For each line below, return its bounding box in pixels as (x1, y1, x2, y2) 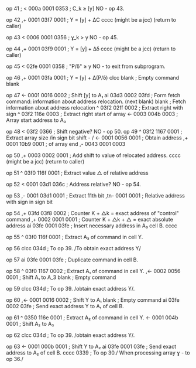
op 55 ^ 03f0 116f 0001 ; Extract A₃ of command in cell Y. (6, 234, 143, 240)
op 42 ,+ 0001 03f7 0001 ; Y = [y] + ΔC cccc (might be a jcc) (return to (6, 16, 177, 23)
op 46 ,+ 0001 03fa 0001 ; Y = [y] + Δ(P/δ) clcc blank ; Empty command (6, 74, 180, 81)
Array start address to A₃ (6, 117, 66, 124)
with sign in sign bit (6, 199, 53, 205)
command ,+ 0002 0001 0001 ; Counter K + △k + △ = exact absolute (6, 216, 174, 223)
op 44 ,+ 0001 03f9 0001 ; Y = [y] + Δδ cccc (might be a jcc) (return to (6, 45, 176, 52)
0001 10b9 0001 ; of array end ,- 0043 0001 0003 (6, 141, 126, 147)
